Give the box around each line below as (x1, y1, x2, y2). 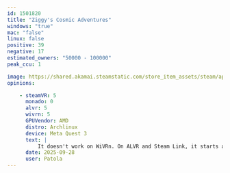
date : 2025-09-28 (25, 149, 75, 156)
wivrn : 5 (25, 111, 51, 118)
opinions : (7, 79, 36, 86)
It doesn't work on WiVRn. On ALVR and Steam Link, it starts (37, 143, 219, 150)
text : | (25, 136, 48, 144)
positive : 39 (7, 42, 44, 49)
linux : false (7, 36, 44, 42)
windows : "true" (7, 23, 53, 29)
